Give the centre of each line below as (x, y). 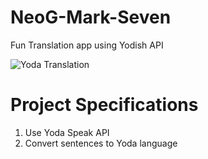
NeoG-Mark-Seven (91, 17)
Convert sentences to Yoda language (101, 143)
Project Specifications (104, 105)
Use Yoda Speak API (67, 132)
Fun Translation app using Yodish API (87, 45)
